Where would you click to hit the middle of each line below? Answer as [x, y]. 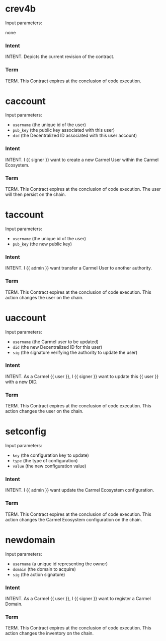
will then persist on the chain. [36, 194]
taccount [24, 215]
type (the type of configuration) [45, 461]
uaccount [26, 318]
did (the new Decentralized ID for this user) [57, 347]
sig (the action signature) [39, 574]
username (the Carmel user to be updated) [56, 342]
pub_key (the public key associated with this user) [63, 130]
